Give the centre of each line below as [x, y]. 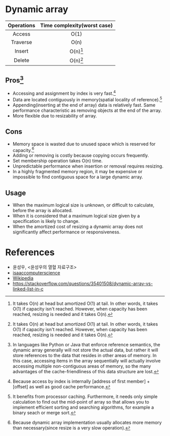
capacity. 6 [23, 149]
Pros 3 [14, 80]
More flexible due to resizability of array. [55, 115]
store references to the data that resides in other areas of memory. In [84, 355]
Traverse [22, 42]
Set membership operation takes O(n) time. [57, 161]
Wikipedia [23, 278]
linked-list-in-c [28, 289]
